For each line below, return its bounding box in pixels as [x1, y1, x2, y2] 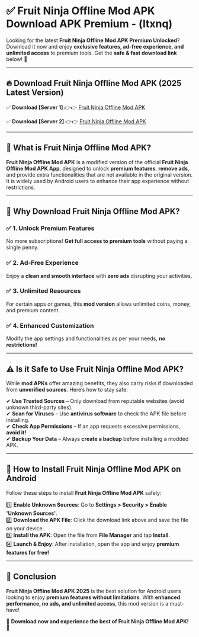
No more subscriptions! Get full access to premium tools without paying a [6, 238, 188, 245]
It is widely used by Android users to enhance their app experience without [6, 177, 190, 184]
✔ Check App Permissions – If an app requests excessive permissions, [6, 422, 181, 430]
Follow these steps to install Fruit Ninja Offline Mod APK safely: [6, 489, 162, 496]
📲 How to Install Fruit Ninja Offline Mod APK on [6, 464, 181, 475]
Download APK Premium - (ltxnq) [6, 17, 173, 31]
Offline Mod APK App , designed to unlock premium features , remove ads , [6, 165, 190, 172]
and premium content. [6, 306, 60, 313]
